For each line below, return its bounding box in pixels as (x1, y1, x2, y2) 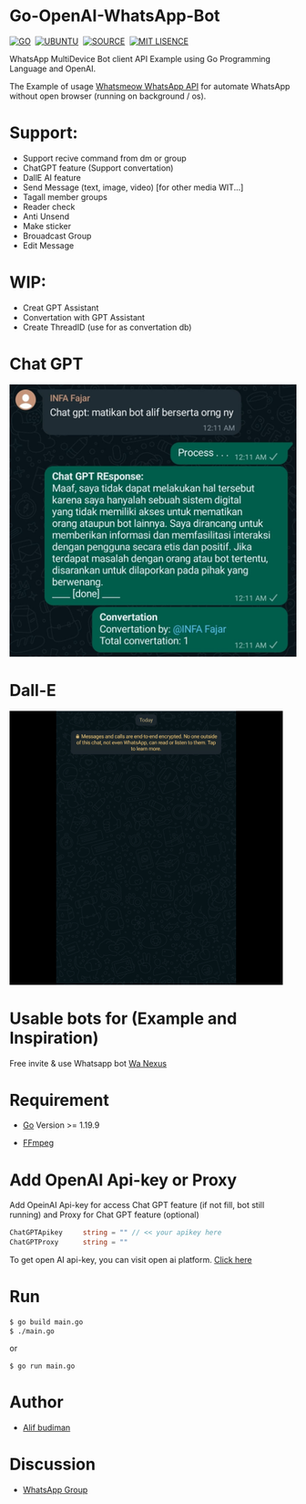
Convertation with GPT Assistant (22, 311, 146, 322)
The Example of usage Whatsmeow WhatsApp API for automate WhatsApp (9, 80, 291, 91)
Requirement (9, 1089, 109, 1110)
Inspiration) (9, 1027, 99, 1048)
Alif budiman (22, 1422, 71, 1434)
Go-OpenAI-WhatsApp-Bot (9, 5, 220, 26)
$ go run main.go (9, 1362, 76, 1371)
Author (9, 1392, 64, 1413)
